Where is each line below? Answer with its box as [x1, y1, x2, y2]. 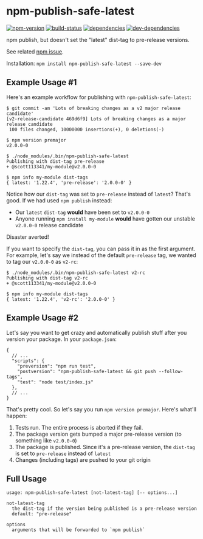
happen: [6, 412, 27, 419]
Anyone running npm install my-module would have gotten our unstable [15, 215, 196, 222]
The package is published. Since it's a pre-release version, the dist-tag [15, 443, 196, 450]
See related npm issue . [6, 47, 64, 55]
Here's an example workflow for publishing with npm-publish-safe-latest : [6, 93, 191, 101]
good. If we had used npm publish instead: [6, 196, 112, 204]
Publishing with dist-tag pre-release [6, 158, 105, 165]
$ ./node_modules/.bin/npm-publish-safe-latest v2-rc [6, 269, 146, 276]
